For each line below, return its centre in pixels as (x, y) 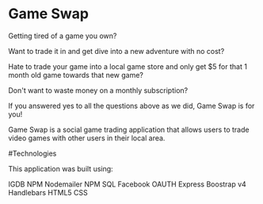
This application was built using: (61, 168)
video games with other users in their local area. (87, 138)
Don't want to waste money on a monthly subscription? (98, 90)
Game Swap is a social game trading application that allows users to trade (129, 129)
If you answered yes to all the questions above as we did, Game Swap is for (131, 106)
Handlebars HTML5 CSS (48, 192)
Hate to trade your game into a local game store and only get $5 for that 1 (128, 66)
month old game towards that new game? (76, 75)
